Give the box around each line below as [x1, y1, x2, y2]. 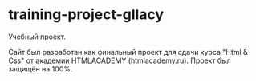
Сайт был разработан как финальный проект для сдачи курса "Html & [8, 47, 249, 56]
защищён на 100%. [8, 64, 73, 73]
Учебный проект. [8, 32, 67, 41]
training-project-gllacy [8, 6, 165, 24]
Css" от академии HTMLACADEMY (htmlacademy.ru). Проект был [8, 56, 231, 65]
